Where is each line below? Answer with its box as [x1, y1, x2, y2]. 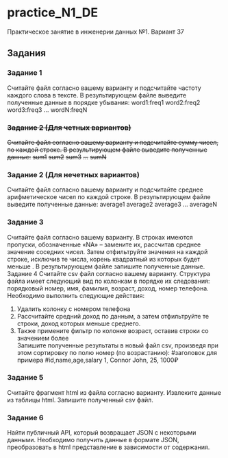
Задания [7, 47, 47, 59]
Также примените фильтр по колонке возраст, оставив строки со [16, 326, 209, 334]
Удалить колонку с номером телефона [16, 304, 131, 313]
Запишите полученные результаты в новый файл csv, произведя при [16, 341, 219, 350]
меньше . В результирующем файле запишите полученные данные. [7, 262, 205, 271]
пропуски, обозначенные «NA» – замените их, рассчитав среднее [7, 240, 201, 249]
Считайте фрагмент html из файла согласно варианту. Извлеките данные [7, 388, 221, 396]
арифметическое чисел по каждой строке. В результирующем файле [7, 193, 211, 201]
